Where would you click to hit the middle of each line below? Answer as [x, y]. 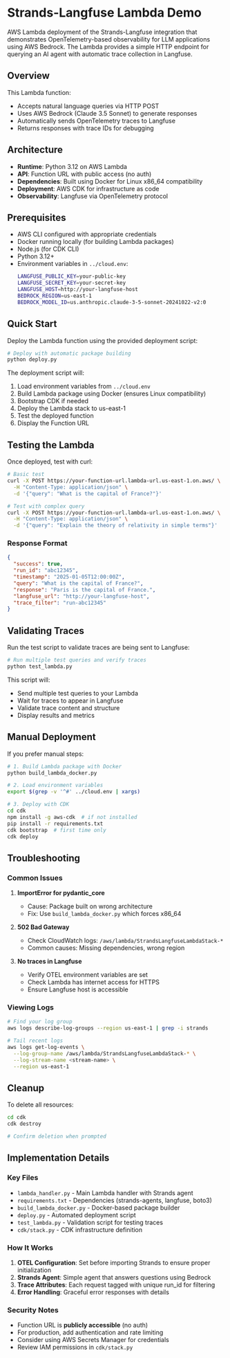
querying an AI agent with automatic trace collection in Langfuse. [100, 54]
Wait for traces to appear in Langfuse [70, 700]
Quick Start [32, 324]
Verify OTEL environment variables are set [88, 975]
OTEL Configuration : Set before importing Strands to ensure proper [114, 1262]
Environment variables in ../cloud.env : [73, 264]
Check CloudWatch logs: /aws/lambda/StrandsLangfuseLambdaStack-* [125, 941]
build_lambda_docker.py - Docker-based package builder [98, 1208]
